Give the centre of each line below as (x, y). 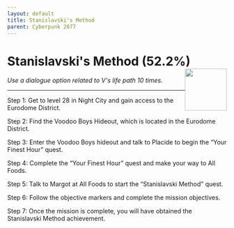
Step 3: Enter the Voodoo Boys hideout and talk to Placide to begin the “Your (117, 142)
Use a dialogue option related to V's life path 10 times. (85, 80)
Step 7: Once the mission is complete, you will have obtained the (100, 211)
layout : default (31, 14)
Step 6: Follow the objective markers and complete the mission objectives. (114, 198)
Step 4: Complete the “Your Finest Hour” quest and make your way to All (111, 163)
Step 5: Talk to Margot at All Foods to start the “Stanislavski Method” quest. (115, 184)
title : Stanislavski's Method (51, 20)
